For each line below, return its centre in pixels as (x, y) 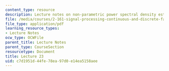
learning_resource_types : (32, 28)
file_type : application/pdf (35, 24)
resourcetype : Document (30, 51)
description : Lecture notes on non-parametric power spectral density (81, 14)
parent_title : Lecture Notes (36, 42)
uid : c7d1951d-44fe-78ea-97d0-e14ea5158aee (52, 61)
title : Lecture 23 (24, 56)
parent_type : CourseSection (35, 47)
